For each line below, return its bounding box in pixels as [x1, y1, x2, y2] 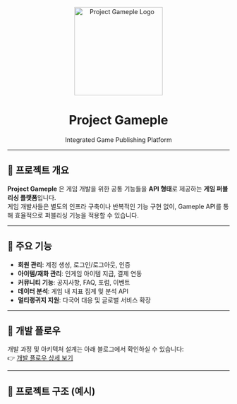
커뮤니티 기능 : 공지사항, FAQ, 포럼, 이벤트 [17, 278, 130, 286]
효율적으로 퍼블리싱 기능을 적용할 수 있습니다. [14, 210, 140, 219]
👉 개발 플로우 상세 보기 [7, 354, 73, 362]
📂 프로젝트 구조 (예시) [7, 385, 96, 397]
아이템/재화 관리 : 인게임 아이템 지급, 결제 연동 [17, 269, 142, 278]
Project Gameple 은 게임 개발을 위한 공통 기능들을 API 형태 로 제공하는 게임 [7, 184, 216, 193]
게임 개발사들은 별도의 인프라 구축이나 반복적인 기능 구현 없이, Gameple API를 [7, 202, 222, 210]
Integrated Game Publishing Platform [65, 135, 172, 144]
